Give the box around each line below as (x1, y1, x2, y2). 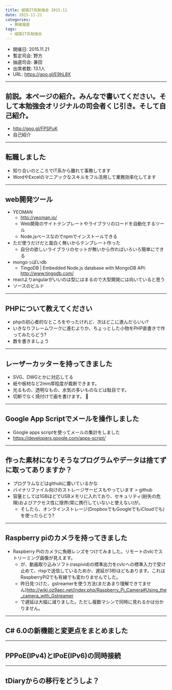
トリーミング (12, 554, 40, 561)
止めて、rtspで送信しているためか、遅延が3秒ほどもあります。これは (20, 567, 165, 573)
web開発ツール (5, 195, 53, 204)
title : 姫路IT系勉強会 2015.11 (5, 7, 68, 13)
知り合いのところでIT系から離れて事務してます (12, 167, 111, 174)
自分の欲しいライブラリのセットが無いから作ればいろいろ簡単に (20, 246, 155, 252)
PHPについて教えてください (5, 304, 93, 313)
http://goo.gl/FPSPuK (12, 125, 58, 132)
